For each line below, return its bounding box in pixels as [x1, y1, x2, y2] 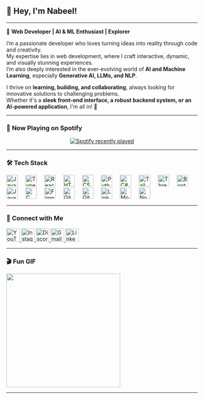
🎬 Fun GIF [6, 257, 36, 266]
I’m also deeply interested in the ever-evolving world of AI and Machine [6, 65, 186, 73]
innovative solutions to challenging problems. [6, 90, 120, 97]
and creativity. [6, 46, 42, 53]
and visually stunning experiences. [6, 59, 93, 66]
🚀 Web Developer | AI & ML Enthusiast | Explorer [6, 28, 131, 35]
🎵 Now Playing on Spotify [6, 124, 83, 132]
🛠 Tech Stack [6, 159, 48, 167]
